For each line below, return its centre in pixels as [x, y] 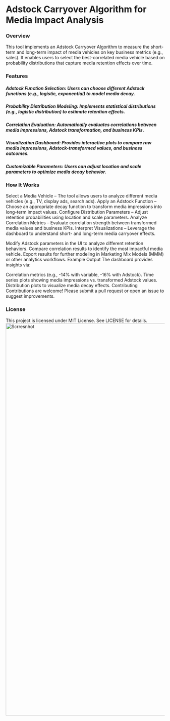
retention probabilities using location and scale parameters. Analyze [76, 217]
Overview [18, 36]
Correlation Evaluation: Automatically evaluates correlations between [81, 125]
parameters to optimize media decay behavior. [56, 172]
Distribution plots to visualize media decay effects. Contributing [72, 286]
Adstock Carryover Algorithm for [76, 9]
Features [17, 76]
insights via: [18, 265]
